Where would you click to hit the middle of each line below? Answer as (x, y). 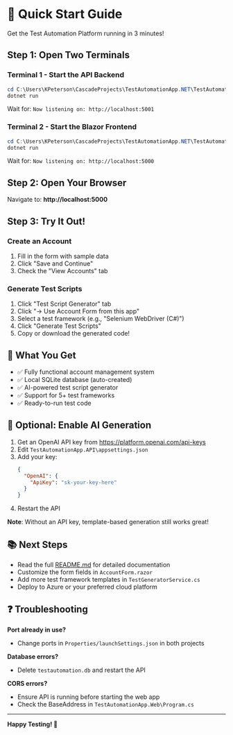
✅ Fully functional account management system (86, 372)
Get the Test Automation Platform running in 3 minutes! (86, 33)
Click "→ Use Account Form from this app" (78, 311)
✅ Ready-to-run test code (54, 403)
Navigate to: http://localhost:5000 (58, 200)
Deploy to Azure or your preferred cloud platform (87, 587)
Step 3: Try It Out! (46, 221)
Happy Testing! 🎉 (32, 724)
